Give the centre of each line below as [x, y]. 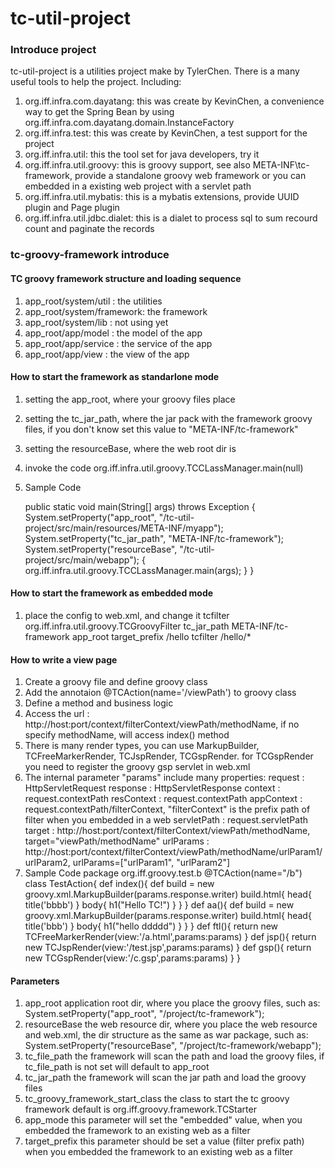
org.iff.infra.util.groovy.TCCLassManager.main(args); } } [139, 570]
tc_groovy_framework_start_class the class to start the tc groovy [157, 1099]
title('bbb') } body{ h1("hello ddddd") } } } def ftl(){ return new [151, 926]
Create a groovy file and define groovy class [116, 682]
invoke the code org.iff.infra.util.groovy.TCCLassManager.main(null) [164, 468]
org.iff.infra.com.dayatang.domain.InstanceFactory [129, 123]
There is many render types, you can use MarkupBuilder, [142, 746]
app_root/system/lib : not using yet [96, 322]
